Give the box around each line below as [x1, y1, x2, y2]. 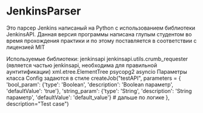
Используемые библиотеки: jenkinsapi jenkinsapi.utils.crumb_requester [6, 55, 188, 62]
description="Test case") [6, 100, 69, 107]
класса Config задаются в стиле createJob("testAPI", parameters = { [6, 74, 181, 82]
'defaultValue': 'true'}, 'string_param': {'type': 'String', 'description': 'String [6, 87, 192, 94]
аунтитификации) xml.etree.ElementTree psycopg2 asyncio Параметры [6, 68, 187, 75]
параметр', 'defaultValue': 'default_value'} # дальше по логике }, [6, 94, 170, 101]
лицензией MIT [6, 44, 45, 51]
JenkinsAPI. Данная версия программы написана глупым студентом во [6, 30, 192, 37]
